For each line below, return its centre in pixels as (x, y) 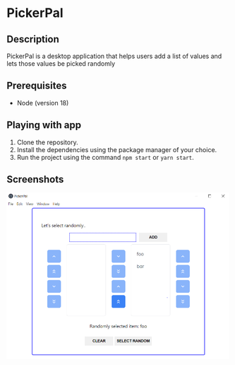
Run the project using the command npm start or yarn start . (106, 157)
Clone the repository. (47, 142)
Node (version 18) (43, 103)
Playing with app (44, 125)
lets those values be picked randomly (61, 64)
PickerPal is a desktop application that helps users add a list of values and (114, 56)
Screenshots (35, 179)
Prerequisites (37, 86)
